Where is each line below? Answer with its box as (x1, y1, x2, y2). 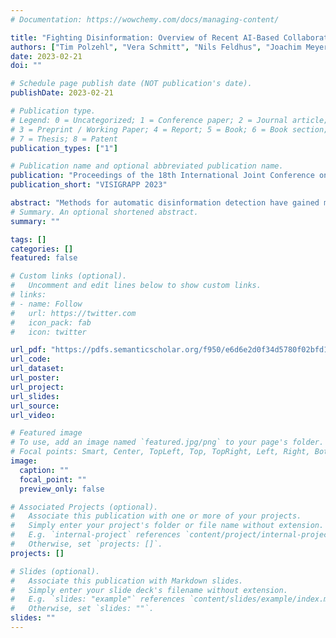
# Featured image (10, 428, 83, 438)
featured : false (10, 253, 78, 263)
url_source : (10, 401, 60, 411)
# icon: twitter (10, 327, 87, 337)
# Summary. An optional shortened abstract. (10, 207, 199, 217)
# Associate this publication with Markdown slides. (10, 576, 244, 586)
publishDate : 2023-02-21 (10, 88, 114, 98)
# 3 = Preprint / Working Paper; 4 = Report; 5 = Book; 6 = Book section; (10, 124, 329, 135)
